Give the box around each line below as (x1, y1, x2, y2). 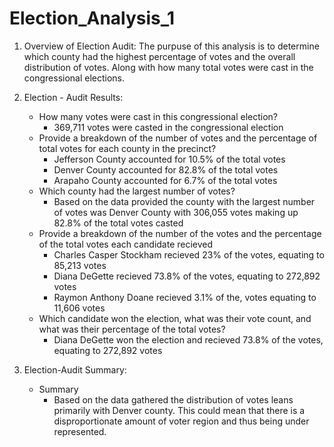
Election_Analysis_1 (9, 7, 176, 30)
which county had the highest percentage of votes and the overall (23, 50, 296, 62)
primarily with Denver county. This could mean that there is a (53, 404, 306, 416)
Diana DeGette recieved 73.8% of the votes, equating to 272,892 (53, 270, 321, 282)
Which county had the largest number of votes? (38, 185, 236, 197)
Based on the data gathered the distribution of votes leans (53, 393, 294, 406)
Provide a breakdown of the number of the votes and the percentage (38, 227, 322, 239)
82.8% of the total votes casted (53, 217, 184, 229)
